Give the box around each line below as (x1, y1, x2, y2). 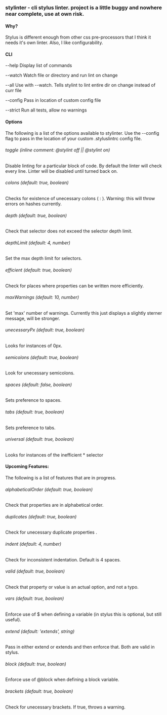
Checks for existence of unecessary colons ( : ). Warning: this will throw (5, 195, 155, 201)
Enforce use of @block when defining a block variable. (5, 676, 119, 683)
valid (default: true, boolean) (5, 568, 65, 574)
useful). (5, 616, 21, 622)
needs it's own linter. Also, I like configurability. (5, 40, 103, 46)
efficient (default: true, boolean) (5, 267, 72, 273)
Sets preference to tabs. (5, 425, 56, 431)
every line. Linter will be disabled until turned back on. (5, 168, 118, 174)
